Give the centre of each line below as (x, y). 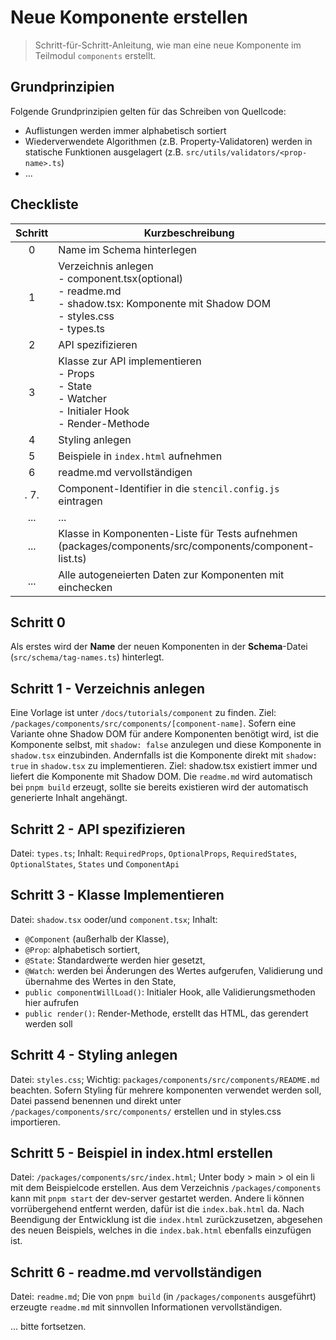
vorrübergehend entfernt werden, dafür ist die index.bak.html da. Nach (157, 1209)
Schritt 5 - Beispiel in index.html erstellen (141, 1153)
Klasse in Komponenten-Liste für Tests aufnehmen (178, 533)
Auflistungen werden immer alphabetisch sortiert (125, 130)
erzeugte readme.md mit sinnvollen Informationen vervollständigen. (146, 1307)
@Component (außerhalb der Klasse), (97, 938)
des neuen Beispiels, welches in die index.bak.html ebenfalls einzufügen (161, 1230)
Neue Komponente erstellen (129, 17)
